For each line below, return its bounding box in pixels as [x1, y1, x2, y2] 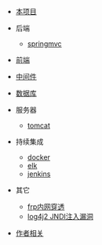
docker [27, 153, 51, 162]
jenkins [27, 169, 51, 178]
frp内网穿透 [27, 202, 65, 211]
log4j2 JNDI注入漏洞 [27, 212, 94, 221]
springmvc [27, 39, 62, 49]
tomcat [27, 121, 51, 130]
